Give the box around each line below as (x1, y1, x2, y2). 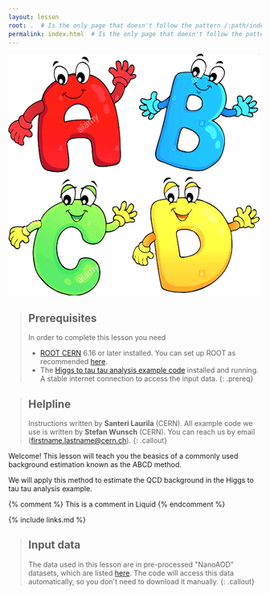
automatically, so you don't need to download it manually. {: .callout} (27, 576, 255, 586)
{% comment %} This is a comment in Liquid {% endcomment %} (8, 499, 226, 509)
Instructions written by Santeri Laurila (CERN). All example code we (27, 419, 253, 428)
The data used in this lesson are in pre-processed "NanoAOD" (27, 559, 235, 569)
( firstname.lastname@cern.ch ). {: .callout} (27, 436, 167, 445)
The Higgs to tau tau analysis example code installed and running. (39, 366, 259, 375)
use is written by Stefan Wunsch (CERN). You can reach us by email (27, 427, 256, 436)
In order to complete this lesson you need (27, 333, 166, 342)
